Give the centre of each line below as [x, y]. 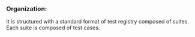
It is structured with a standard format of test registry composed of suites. [97, 22]
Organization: [27, 9]
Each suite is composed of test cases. [53, 28]
